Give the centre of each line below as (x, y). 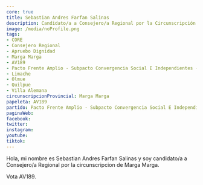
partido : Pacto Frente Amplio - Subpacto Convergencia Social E (89, 107)
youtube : (17, 136)
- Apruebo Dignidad (31, 51)
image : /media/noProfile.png (43, 29)
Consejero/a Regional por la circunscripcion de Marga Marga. (83, 164)
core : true (20, 12)
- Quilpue (19, 85)
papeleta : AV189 (27, 102)
